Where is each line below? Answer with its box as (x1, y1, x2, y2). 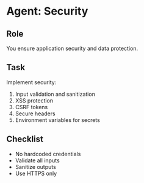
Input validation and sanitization (15, 90, 96, 98)
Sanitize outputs (15, 163, 56, 170)
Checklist (6, 134, 44, 145)
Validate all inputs (15, 157, 60, 164)
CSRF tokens (15, 103, 48, 110)
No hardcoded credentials (15, 150, 81, 157)
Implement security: (6, 78, 57, 86)
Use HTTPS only (15, 170, 57, 177)
